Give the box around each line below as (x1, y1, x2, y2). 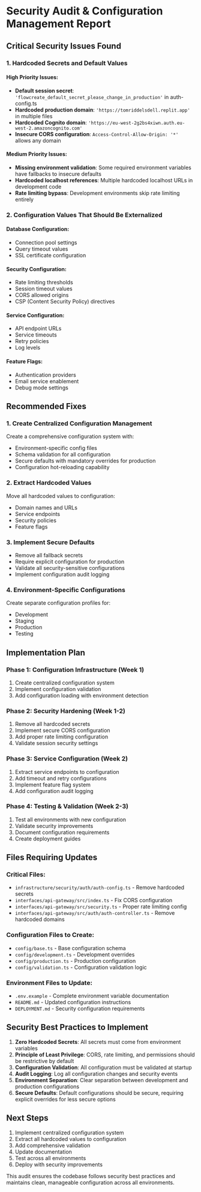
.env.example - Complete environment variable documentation (14, 992, 169, 999)
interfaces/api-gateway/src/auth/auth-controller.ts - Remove (14, 909, 175, 917)
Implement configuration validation (14, 685, 101, 692)
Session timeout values (14, 285, 73, 292)
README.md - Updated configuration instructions (14, 999, 131, 1006)
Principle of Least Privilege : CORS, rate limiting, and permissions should (14, 1051, 195, 1058)
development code (14, 183, 62, 190)
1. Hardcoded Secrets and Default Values (6, 59, 128, 67)
